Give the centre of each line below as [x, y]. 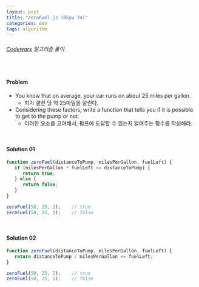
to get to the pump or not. [47, 116]
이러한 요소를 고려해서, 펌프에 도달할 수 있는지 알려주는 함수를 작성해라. [108, 123]
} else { [25, 179]
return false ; [40, 185]
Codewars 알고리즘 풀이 [35, 49]
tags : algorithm [27, 29]
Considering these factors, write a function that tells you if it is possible [104, 109]
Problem [17, 82]
